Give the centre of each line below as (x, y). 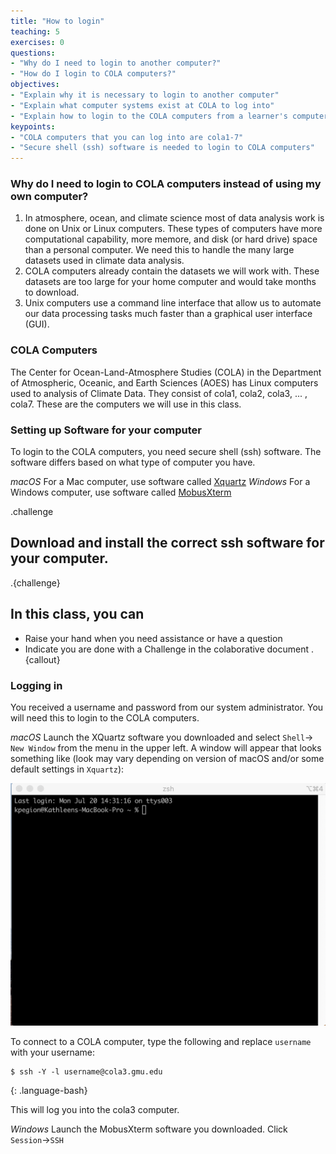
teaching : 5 (35, 31)
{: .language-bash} (49, 1090)
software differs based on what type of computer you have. (133, 462)
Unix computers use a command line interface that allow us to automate (173, 303)
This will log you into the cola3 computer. (95, 1109)
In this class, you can (77, 614)
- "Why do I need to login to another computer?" (116, 63)
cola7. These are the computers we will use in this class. (126, 404)
